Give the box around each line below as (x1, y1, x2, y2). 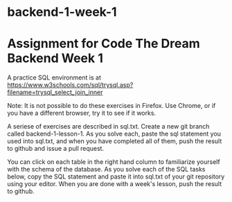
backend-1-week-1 (7, 4, 117, 20)
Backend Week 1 (7, 50, 104, 66)
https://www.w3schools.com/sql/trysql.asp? (7, 81, 134, 89)
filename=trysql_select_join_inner (7, 88, 103, 97)
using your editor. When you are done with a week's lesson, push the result (7, 180, 222, 188)
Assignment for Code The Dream (7, 36, 200, 52)
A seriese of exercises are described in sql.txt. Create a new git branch (7, 122, 210, 131)
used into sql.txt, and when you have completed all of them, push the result (7, 137, 222, 145)
